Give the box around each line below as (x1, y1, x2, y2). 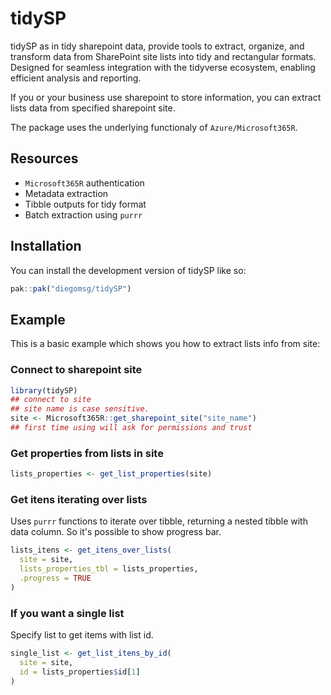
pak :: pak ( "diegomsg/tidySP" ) (10, 283, 132, 294)
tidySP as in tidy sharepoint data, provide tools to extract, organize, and (10, 40, 305, 52)
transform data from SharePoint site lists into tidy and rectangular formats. (10, 50, 317, 62)
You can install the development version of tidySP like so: (10, 264, 247, 276)
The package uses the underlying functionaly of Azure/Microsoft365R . (10, 121, 298, 133)
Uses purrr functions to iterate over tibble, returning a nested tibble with (10, 515, 308, 527)
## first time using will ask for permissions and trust (10, 423, 253, 433)
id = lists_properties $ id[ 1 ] (19, 667, 141, 677)
